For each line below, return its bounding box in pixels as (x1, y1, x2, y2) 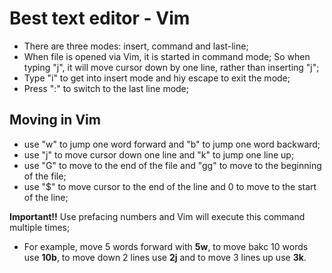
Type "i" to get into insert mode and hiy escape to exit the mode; (23, 72, 291, 84)
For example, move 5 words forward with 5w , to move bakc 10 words (23, 240, 309, 252)
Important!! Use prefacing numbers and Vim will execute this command (9, 210, 306, 222)
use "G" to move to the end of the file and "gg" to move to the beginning (23, 159, 322, 171)
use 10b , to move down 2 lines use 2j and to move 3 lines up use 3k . (23, 251, 307, 263)
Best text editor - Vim (9, 7, 191, 30)
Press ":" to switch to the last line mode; (23, 82, 190, 94)
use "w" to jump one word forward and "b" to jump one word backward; (23, 138, 321, 150)
